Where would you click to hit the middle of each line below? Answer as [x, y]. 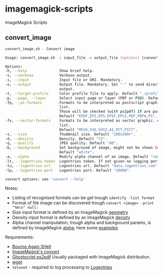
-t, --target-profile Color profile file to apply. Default [71, 93]
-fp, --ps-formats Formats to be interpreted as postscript [75, 103]
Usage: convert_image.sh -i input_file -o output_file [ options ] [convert [82, 58]
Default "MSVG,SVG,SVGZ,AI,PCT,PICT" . [98, 130]
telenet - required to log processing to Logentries [62, 267]
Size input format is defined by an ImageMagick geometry [70, 212]
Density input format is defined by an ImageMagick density [71, 218]
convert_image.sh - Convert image [40, 49]
